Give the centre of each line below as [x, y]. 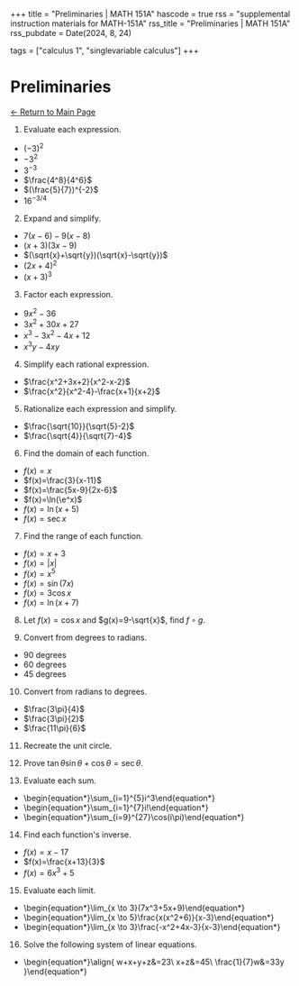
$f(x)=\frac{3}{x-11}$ [63, 480]
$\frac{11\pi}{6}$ [54, 728]
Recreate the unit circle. [67, 746]
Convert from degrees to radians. [85, 638]
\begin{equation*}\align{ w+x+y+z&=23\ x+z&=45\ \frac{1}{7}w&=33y [154, 962]
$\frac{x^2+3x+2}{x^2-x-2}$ [77, 381]
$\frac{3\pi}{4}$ [54, 709]
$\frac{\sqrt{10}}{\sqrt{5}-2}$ [79, 426]
